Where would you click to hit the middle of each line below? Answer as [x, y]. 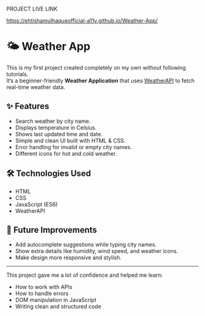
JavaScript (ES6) [36, 204]
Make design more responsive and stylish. [68, 258]
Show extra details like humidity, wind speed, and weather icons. [97, 251]
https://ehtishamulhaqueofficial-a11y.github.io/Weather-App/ [82, 20]
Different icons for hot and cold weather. [66, 153]
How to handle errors [42, 293]
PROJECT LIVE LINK [32, 9]
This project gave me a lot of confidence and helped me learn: [85, 275]
